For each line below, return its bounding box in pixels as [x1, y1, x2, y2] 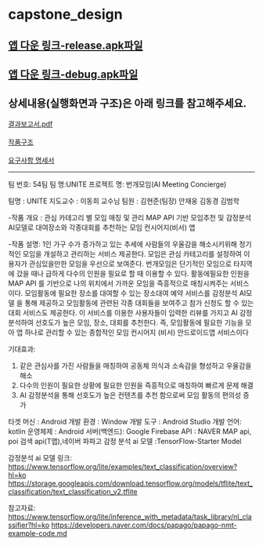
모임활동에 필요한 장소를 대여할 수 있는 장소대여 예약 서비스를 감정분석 [24, 288, 238, 297]
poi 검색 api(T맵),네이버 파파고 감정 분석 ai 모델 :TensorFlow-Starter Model [8, 436, 242, 446]
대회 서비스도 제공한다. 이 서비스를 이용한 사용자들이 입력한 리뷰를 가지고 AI [8, 308, 238, 317]
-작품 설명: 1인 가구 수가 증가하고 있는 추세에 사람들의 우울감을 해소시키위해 [8, 239, 237, 249]
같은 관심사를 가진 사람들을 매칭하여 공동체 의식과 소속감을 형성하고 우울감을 [19, 361, 252, 370]
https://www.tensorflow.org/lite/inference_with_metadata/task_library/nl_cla [8, 511, 252, 521]
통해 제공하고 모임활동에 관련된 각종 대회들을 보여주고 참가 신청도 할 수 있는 [24, 298, 254, 308]
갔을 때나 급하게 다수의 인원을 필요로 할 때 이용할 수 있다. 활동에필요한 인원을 [16, 268, 250, 278]
